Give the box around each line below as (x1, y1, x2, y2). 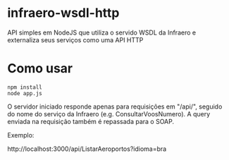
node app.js (7, 90, 42, 97)
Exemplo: (7, 130, 35, 139)
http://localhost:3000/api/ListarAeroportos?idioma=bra (7, 144, 167, 153)
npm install (7, 83, 42, 91)
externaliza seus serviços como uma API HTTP (7, 35, 144, 44)
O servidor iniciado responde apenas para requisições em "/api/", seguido (7, 102, 223, 111)
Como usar (7, 61, 73, 77)
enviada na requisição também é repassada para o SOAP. (7, 117, 175, 125)
